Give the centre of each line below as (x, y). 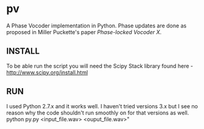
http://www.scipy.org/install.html (47, 72)
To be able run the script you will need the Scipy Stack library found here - (100, 66)
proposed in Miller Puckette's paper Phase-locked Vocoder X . (84, 32)
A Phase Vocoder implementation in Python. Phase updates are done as (97, 26)
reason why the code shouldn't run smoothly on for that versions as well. (98, 113)
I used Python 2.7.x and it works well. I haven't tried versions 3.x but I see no (102, 106)
